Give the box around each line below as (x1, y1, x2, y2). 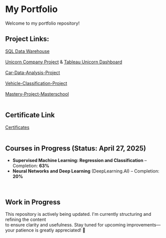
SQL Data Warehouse (5, 48, 50, 54)
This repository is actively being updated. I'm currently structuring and (5, 211, 151, 217)
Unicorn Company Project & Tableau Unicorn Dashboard (5, 59, 122, 65)
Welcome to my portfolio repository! (5, 20, 80, 26)
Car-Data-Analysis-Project (5, 69, 60, 75)
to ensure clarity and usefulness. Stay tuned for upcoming (5, 222, 126, 228)
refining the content (5, 216, 46, 222)
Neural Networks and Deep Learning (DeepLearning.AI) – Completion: (12, 168, 159, 174)
